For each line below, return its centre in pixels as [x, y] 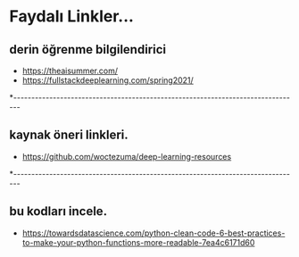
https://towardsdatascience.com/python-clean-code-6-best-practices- [154, 233]
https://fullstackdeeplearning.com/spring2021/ [108, 80]
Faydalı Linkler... [71, 17]
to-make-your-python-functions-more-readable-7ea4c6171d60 [138, 242]
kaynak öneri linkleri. [69, 135]
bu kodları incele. [58, 211]
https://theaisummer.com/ [70, 70]
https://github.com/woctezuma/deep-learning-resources [127, 156]
